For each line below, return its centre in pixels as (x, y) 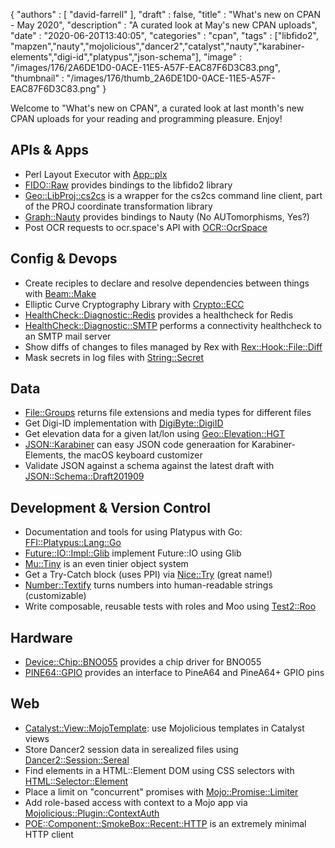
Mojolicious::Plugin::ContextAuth (92, 813)
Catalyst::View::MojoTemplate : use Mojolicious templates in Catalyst (164, 728)
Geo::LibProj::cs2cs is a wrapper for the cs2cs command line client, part (173, 195)
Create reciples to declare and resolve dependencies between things (167, 283)
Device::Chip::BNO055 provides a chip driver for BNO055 (143, 662)
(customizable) (55, 596)
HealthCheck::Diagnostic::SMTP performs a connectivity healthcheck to (173, 325)
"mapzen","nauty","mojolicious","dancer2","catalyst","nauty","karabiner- (157, 46)
